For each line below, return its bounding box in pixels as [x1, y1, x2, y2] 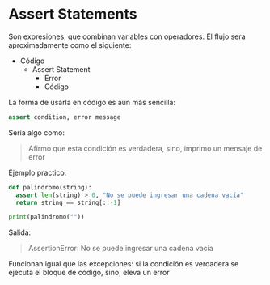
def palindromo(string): [8, 183, 92, 191]
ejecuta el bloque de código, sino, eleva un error [8, 268, 170, 278]
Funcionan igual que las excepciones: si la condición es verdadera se [8, 259, 239, 269]
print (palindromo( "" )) [8, 213, 85, 221]
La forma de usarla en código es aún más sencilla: [8, 97, 176, 107]
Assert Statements [8, 5, 137, 23]
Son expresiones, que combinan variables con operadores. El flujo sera [8, 32, 246, 41]
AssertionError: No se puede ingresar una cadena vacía [27, 244, 214, 253]
